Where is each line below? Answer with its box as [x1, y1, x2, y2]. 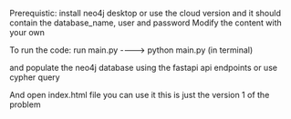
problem [9, 99, 41, 110]
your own [9, 27, 46, 37]
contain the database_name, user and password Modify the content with [9, 17, 283, 28]
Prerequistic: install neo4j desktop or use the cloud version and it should [9, 8, 281, 18]
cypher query [9, 72, 61, 83]
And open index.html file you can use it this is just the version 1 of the [9, 90, 270, 100]
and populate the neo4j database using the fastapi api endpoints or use [9, 63, 278, 73]
